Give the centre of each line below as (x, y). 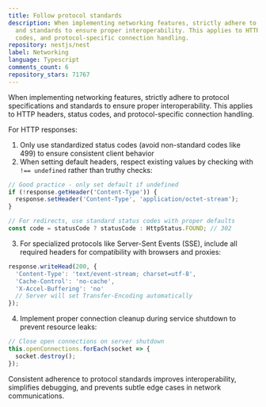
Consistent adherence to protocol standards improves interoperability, (122, 378)
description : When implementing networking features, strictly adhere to (133, 23)
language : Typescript (44, 60)
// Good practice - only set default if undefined (93, 184)
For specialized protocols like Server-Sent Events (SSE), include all (128, 244)
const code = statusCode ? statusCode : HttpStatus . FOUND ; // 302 (120, 228)
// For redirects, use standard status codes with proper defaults (122, 221)
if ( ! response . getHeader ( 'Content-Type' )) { (83, 192)
